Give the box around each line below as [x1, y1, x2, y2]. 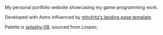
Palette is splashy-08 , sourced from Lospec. [5, 24, 99, 30]
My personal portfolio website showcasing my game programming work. [5, 5, 158, 10]
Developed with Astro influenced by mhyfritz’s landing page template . [5, 14, 153, 20]
